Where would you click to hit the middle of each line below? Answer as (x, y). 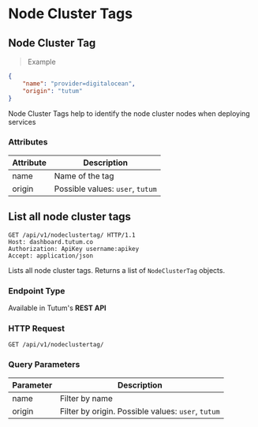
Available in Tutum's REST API (57, 308)
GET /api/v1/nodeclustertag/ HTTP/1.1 (72, 235)
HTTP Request (37, 328)
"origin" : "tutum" (52, 91)
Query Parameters (44, 365)
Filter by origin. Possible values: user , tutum (140, 411)
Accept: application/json (50, 256)
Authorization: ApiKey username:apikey (74, 249)
